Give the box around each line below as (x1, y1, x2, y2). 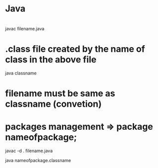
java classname (5, 70, 37, 76)
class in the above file (5, 54, 97, 65)
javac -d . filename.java (5, 148, 53, 154)
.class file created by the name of (5, 43, 145, 55)
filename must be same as (5, 87, 115, 99)
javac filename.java (5, 26, 45, 32)
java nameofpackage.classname (5, 158, 71, 164)
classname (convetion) (5, 98, 102, 109)
